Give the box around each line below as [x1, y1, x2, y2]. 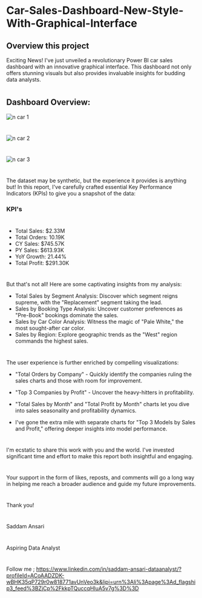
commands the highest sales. [15, 337, 89, 345]
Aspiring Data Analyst [6, 544, 60, 551]
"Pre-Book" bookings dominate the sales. [15, 312, 119, 319]
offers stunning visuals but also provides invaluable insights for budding [6, 70, 186, 76]
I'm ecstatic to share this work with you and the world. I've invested [6, 446, 174, 453]
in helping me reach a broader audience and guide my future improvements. [6, 481, 196, 488]
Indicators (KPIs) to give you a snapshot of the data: [6, 190, 136, 197]
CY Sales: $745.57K [15, 240, 65, 248]
